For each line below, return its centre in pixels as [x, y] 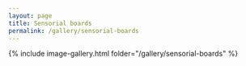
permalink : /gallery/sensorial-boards [74, 31]
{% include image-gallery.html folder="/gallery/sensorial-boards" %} [123, 54]
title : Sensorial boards [50, 23]
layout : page [30, 16]
